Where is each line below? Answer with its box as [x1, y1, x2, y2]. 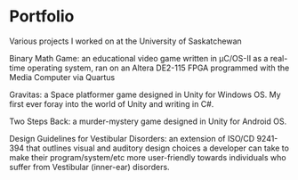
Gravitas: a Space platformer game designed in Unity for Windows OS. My [9, 89, 282, 100]
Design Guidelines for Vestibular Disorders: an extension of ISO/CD [9, 133, 255, 143]
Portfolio [9, 6, 75, 27]
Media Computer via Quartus [9, 71, 116, 82]
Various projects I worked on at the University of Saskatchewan [9, 36, 242, 46]
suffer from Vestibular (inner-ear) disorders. [9, 161, 171, 172]
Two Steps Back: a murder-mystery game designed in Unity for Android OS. [9, 116, 287, 127]
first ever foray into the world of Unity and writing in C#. [9, 98, 214, 109]
